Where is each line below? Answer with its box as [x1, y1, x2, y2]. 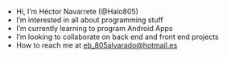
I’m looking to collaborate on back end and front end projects [15, 32, 219, 41]
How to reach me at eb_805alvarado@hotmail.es [15, 41, 178, 50]
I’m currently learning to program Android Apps [15, 24, 173, 33]
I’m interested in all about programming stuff [15, 15, 163, 25]
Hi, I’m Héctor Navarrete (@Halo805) [15, 7, 139, 16]
